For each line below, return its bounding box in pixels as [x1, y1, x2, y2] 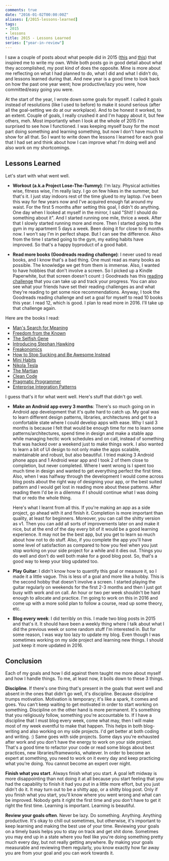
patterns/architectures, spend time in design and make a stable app [12, 430, 153, 436]
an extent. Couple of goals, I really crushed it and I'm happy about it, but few [5, 112, 164, 118]
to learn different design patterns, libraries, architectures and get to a [12, 414, 156, 420]
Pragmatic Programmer [12, 378, 62, 384]
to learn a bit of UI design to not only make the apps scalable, [12, 446, 140, 452]
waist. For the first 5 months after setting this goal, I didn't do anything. [12, 204, 160, 210]
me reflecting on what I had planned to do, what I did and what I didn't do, [5, 70, 159, 76]
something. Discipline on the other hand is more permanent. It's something [5, 707, 160, 713]
